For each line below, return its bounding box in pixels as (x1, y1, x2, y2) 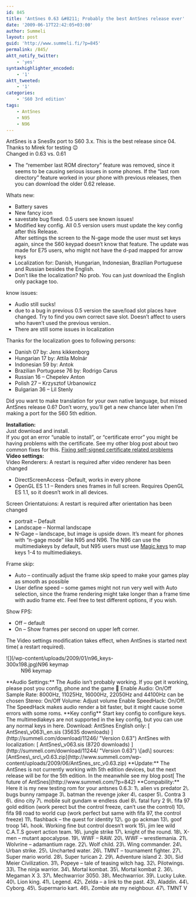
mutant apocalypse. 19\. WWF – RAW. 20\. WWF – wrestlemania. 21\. (22, 835, 188, 842)
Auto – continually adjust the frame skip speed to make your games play (14, 572, 190, 579)
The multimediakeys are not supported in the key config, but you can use (6, 716, 183, 723)
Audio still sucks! (14, 301, 56, 308)
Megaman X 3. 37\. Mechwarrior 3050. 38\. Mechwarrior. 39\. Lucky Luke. (6, 872, 187, 879)
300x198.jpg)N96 (6, 661, 49, 668)
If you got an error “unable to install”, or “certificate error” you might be (6, 434, 178, 441)
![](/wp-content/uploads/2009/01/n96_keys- (6, 655, 113, 662)
